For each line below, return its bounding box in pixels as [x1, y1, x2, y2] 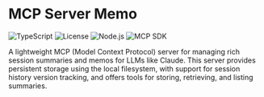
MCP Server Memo [8, 5, 137, 23]
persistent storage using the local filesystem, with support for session [8, 63, 241, 73]
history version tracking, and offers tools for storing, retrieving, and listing [8, 72, 254, 82]
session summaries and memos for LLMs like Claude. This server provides [8, 55, 256, 65]
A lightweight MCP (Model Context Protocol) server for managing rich [8, 46, 241, 56]
